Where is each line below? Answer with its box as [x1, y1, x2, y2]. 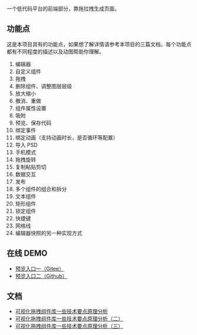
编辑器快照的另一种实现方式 [15, 229, 83, 236]
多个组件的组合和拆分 [15, 185, 67, 192]
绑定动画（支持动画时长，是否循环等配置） [15, 134, 118, 141]
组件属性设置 [15, 105, 46, 112]
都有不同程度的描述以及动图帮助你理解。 [6, 48, 104, 55]
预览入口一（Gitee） [15, 265, 64, 272]
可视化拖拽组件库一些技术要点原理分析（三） [15, 323, 124, 330]
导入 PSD [15, 141, 38, 148]
